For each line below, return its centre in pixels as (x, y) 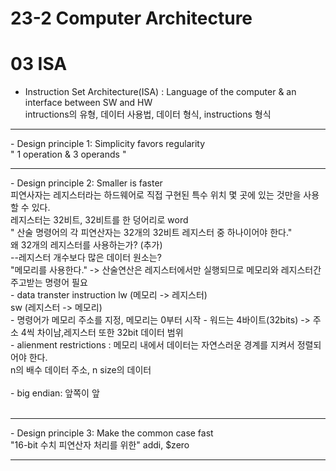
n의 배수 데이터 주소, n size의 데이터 (81, 370)
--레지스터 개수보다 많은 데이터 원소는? (86, 258)
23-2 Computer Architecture (131, 18)
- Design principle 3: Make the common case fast (112, 433)
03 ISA (39, 64)
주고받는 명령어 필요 (49, 283)
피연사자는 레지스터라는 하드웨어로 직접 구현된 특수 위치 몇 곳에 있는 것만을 (156, 195)
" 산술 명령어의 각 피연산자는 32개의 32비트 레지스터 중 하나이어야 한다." (151, 233)
